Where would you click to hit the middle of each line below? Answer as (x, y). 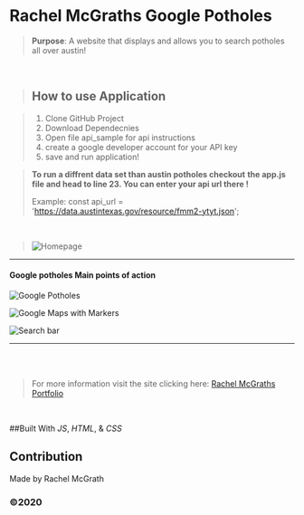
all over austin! (59, 50)
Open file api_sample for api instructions (120, 138)
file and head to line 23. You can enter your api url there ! (140, 184)
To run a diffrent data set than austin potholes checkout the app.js (159, 174)
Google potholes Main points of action (83, 275)
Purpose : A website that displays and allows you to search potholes (158, 41)
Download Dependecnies (92, 128)
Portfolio (47, 393)
